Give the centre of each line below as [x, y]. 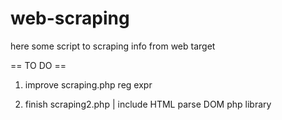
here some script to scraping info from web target [113, 46]
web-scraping [70, 18]
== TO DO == [38, 65]
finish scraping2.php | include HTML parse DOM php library [148, 104]
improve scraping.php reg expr [88, 84]
